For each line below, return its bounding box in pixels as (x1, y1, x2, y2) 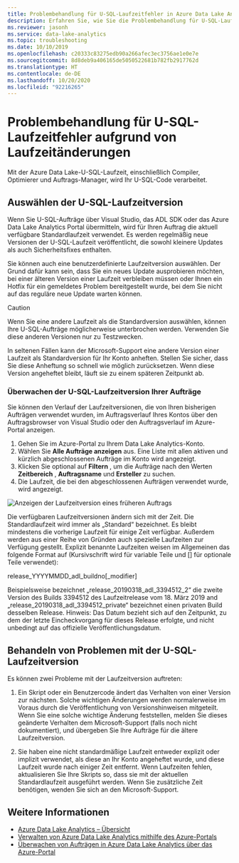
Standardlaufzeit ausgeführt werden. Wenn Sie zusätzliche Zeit (17, 778, 203, 787)
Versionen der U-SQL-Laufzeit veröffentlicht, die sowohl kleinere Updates (7, 238, 223, 246)
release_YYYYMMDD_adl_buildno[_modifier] (7, 572, 137, 581)
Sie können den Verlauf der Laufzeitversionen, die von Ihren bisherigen (7, 403, 216, 412)
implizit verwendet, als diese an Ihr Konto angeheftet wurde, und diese (17, 755, 225, 764)
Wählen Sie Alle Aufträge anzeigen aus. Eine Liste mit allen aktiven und (17, 447, 228, 456)
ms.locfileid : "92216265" (7, 83, 84, 91)
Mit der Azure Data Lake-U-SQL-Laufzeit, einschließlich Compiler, (7, 168, 201, 177)
